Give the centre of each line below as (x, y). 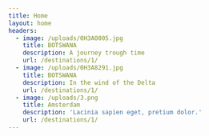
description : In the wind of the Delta (89, 82)
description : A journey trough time (84, 53)
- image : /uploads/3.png (57, 98)
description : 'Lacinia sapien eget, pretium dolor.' (113, 113)
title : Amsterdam (52, 105)
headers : (23, 30)
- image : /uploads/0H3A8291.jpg (70, 68)
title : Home (28, 16)
